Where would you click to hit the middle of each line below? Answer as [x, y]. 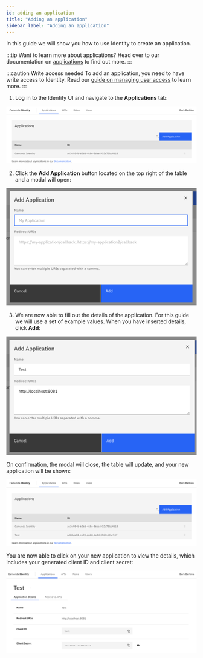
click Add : [28, 327]
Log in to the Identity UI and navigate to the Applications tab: [91, 98]
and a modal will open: [43, 180]
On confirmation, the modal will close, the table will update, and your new [98, 465]
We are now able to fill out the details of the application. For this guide [102, 315]
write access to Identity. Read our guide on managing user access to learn [99, 80]
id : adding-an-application [40, 13]
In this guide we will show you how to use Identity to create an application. [99, 44]
